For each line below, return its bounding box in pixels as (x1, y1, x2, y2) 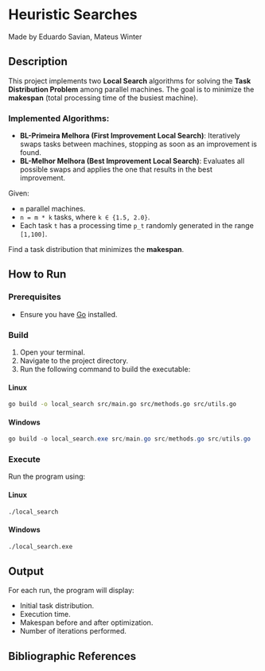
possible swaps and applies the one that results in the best (19, 165, 212, 174)
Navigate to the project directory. (19, 356, 129, 366)
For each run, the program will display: (8, 586, 134, 595)
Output (8, 564, 44, 578)
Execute (8, 454, 41, 465)
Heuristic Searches (8, 6, 138, 24)
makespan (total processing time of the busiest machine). (8, 93, 199, 103)
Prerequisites (8, 292, 61, 303)
